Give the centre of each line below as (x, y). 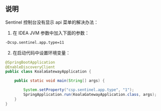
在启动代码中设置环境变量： (41, 52)
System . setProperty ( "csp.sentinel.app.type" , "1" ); (79, 90)
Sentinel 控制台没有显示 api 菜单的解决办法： (52, 22)
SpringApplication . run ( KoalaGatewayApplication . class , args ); (90, 95)
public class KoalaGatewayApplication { (48, 72)
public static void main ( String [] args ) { (60, 81)
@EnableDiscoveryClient (30, 67)
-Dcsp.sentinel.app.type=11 (35, 42)
